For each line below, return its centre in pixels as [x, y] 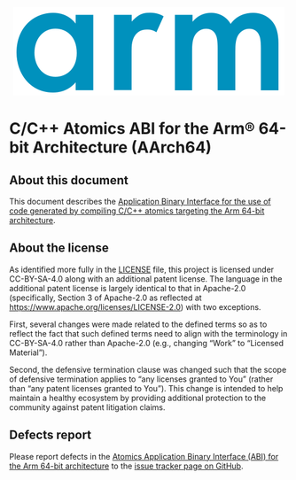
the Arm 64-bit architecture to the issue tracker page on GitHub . [126, 466]
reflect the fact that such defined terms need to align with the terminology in [148, 333]
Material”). [28, 352]
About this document [69, 180]
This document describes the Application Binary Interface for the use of [140, 201]
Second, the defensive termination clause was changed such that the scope [148, 369]
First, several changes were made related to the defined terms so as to [138, 324]
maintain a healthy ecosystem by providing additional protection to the [138, 398]
